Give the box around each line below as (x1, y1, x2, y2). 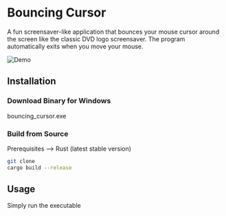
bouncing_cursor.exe (7, 111, 67, 120)
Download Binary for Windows (7, 96, 111, 106)
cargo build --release (7, 164, 72, 171)
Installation (7, 76, 56, 87)
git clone (7, 158, 36, 164)
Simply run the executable (7, 202, 81, 210)
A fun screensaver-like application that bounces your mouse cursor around (7, 28, 220, 36)
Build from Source (7, 129, 69, 138)
